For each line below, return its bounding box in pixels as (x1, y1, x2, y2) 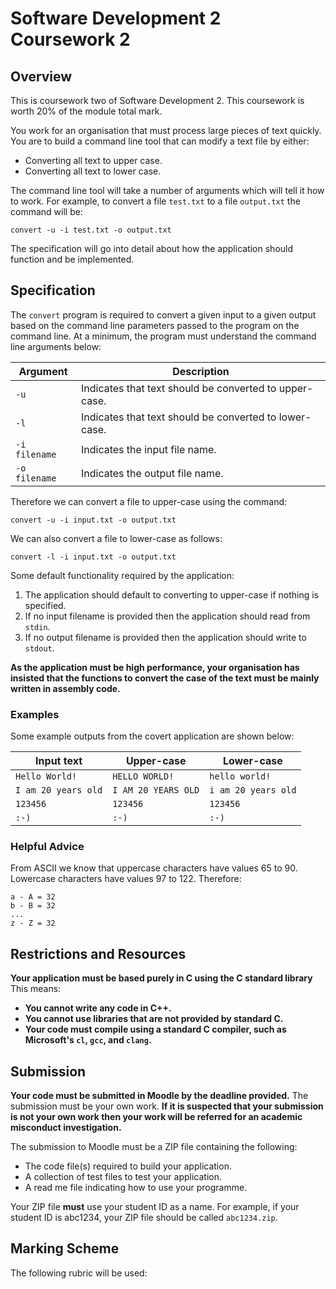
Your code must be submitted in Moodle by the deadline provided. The (10, 1090, 309, 1102)
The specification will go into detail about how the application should (10, 243, 294, 254)
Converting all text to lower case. (24, 165, 162, 177)
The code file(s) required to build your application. (24, 1160, 232, 1172)
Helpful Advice (10, 840, 85, 854)
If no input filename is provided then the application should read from (24, 610, 311, 622)
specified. (24, 599, 67, 611)
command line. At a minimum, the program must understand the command (10, 330, 317, 342)
